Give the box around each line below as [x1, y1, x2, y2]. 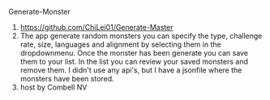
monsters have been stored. [19, 74, 115, 83]
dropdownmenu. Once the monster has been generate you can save [19, 48, 249, 57]
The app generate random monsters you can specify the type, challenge [19, 31, 263, 40]
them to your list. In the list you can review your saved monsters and [19, 56, 249, 66]
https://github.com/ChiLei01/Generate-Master [19, 23, 174, 31]
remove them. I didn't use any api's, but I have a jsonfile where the [19, 65, 242, 75]
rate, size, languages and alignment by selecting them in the [19, 40, 221, 49]
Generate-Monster [8, 7, 71, 16]
